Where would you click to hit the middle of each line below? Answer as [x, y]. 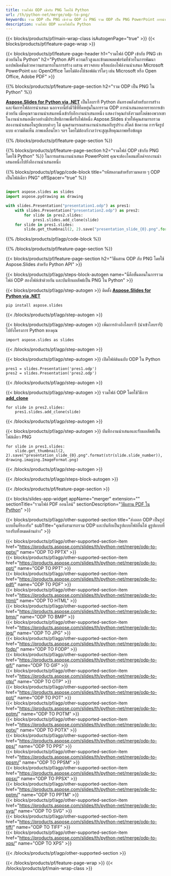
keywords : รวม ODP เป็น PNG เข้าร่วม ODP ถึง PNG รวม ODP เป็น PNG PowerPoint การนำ [86, 19]
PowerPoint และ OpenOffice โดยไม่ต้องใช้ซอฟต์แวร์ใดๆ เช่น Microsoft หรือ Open [81, 71]
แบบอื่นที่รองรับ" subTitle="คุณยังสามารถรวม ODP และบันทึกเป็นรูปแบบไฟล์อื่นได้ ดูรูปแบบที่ [85, 525]
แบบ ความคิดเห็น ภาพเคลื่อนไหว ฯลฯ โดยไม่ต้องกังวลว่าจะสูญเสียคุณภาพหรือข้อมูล [74, 130]
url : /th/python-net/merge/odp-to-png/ [48, 15]
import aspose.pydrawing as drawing [44, 197]
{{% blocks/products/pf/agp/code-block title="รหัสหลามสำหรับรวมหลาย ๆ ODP [83, 172]
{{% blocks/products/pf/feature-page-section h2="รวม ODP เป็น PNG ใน [80, 86]
